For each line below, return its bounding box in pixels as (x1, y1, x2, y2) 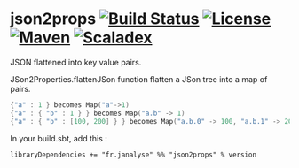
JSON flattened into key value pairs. (10, 57, 142, 67)
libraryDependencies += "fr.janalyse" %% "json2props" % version (10, 150, 256, 159)
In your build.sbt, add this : (10, 133, 107, 143)
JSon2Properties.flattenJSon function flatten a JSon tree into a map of (10, 73, 268, 84)
